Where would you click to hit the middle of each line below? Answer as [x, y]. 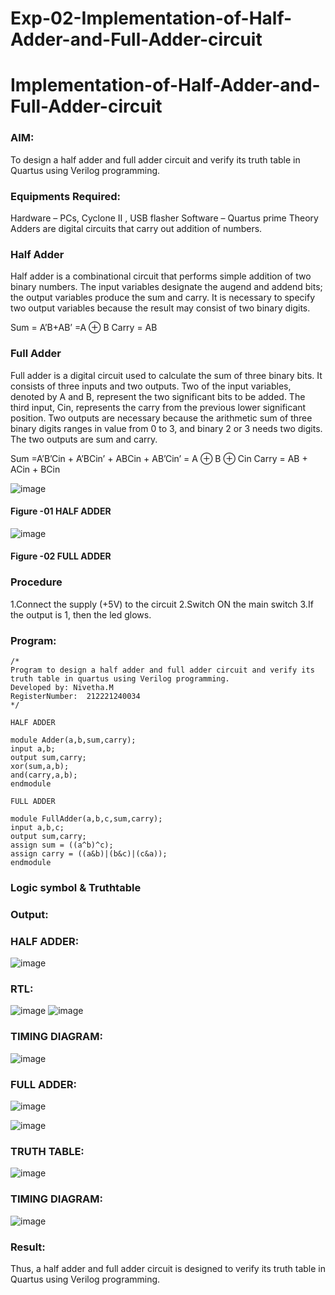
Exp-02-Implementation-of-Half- [151, 18]
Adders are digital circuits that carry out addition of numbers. [136, 228]
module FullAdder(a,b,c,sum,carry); [86, 818]
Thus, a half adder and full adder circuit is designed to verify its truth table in [168, 1268]
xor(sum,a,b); [40, 766]
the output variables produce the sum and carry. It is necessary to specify [163, 298]
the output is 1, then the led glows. [81, 614]
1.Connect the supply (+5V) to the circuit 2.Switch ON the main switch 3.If [162, 604]
